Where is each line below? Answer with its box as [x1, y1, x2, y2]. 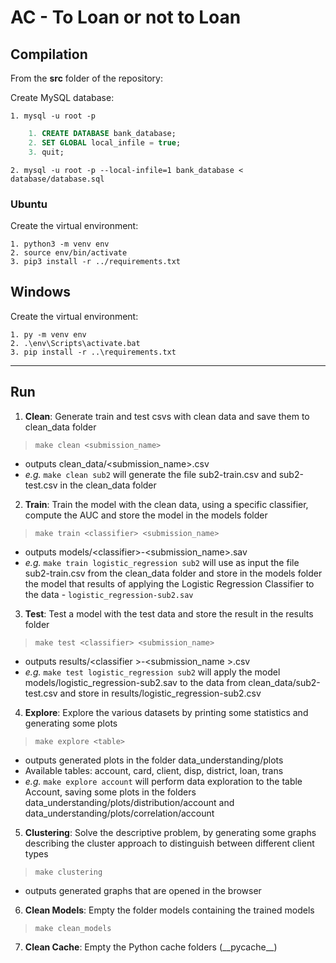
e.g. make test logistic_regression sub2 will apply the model [24, 666, 281, 678]
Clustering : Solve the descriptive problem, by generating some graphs [24, 826, 317, 838]
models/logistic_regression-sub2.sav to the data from [24, 676, 247, 688]
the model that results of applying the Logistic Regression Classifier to [24, 577, 315, 590]
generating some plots [24, 717, 118, 729]
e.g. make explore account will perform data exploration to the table [24, 775, 303, 787]
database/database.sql [10, 174, 105, 184]
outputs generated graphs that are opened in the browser [24, 884, 262, 896]
